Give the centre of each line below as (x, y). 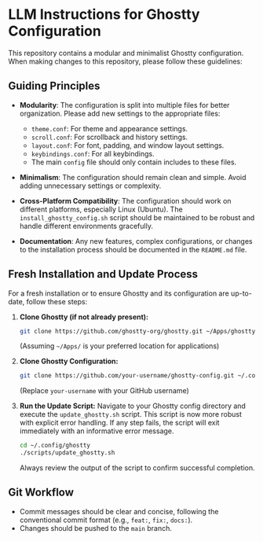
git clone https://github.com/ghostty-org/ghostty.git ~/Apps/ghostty (137, 331)
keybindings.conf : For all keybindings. (93, 153)
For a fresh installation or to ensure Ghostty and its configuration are (119, 293)
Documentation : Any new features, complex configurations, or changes (136, 241)
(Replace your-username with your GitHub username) (104, 391)
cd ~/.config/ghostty (55, 446)
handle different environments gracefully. (86, 226)
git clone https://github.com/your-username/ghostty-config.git (127, 376)
